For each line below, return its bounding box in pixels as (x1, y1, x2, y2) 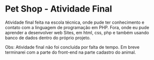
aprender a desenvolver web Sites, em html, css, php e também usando (5, 30, 150, 35)
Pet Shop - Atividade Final (5, 3, 112, 15)
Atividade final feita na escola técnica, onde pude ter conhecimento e (5, 19, 145, 25)
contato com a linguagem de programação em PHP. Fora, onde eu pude (5, 24, 150, 30)
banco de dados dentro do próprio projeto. (5, 35, 91, 41)
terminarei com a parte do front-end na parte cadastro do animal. (5, 49, 136, 55)
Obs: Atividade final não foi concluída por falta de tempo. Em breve (5, 44, 140, 50)
